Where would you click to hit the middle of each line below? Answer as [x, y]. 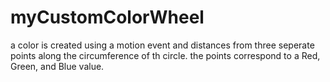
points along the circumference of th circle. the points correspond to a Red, [165, 55]
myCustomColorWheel [107, 17]
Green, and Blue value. [57, 66]
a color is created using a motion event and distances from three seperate [162, 45]
